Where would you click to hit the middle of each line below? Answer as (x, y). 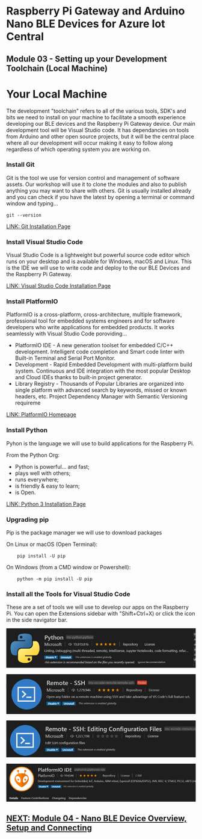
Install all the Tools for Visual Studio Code (68, 594)
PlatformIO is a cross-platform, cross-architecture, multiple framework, (94, 315)
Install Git (20, 165)
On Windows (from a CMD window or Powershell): (69, 567)
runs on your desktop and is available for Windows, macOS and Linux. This (99, 262)
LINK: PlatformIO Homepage (41, 415)
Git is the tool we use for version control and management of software (93, 178)
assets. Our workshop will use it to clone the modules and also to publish (96, 184)
